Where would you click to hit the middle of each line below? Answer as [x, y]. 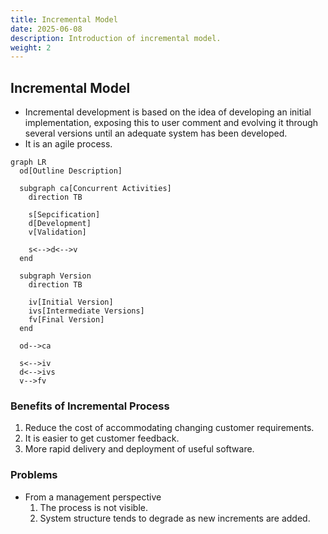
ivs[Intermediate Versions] [86, 311]
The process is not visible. [93, 507]
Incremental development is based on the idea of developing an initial [168, 112]
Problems [34, 475]
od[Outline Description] [71, 171]
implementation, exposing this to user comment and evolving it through [171, 123]
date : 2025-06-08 [46, 29]
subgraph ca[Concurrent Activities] [95, 189]
